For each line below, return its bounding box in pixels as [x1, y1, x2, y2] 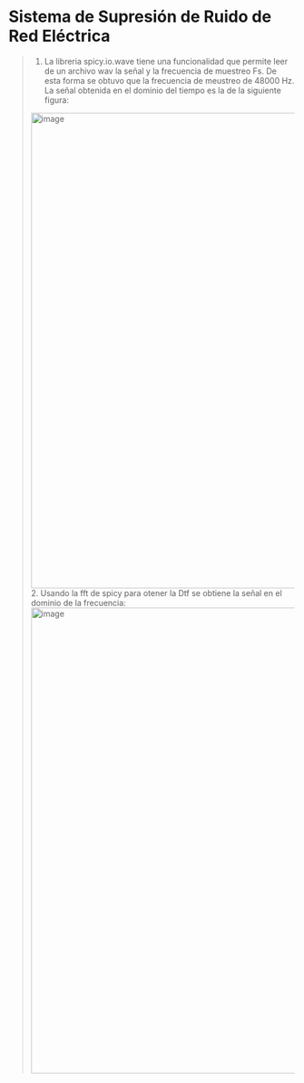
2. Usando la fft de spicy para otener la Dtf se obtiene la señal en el [30, 587, 282, 598]
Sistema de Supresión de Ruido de [8, 6, 272, 27]
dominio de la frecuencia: [30, 597, 126, 608]
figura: [44, 94, 70, 106]
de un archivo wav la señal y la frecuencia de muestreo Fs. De [44, 66, 278, 76]
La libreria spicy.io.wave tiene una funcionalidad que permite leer [44, 56, 289, 66]
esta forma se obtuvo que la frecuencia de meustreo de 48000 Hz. [44, 75, 295, 86]
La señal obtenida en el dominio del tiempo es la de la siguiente [44, 85, 282, 96]
